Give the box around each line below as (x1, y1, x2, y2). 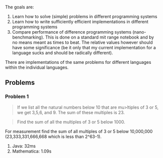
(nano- (132, 29, 146, 35)
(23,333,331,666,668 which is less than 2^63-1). (5, 134, 102, 139)
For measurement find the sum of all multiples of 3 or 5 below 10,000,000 (5, 128, 153, 134)
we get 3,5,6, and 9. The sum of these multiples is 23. (17, 109, 125, 115)
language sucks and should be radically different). (12, 50, 113, 56)
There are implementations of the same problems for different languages (5, 59, 151, 65)
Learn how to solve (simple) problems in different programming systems (12, 14, 158, 19)
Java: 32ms (12, 143, 36, 149)
